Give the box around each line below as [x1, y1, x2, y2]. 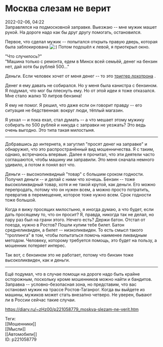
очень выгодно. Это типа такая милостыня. [5, 127, 96, 133]
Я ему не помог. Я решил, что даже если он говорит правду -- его [5, 102, 142, 108]
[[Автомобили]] [5, 331, 37, 337]
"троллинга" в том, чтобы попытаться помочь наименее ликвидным [5, 232, 147, 238]
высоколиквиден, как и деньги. [5, 257, 70, 263]
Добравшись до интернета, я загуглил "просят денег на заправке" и [5, 141, 147, 147]
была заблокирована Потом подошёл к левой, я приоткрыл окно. [5, 44, 150, 50]
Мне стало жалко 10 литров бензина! [5, 93, 82, 99]
